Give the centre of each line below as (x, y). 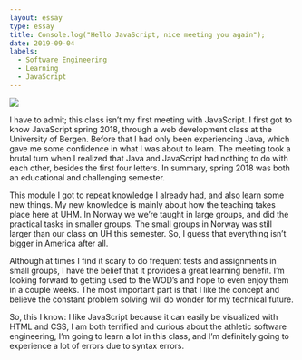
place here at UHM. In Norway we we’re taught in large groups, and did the (149, 214)
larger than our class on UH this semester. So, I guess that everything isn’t (148, 233)
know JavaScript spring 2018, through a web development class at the (141, 129)
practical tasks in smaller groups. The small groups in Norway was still (141, 224)
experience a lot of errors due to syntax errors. (97, 345)
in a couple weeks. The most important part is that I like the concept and (145, 289)
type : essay (32, 26)
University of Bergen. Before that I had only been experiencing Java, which (150, 139)
